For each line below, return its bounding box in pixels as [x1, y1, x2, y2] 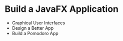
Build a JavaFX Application [4, 3, 118, 15]
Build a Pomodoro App [11, 30, 58, 36]
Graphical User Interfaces [11, 20, 65, 26]
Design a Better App [11, 25, 53, 31]
